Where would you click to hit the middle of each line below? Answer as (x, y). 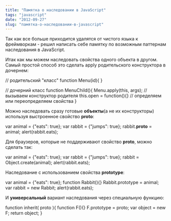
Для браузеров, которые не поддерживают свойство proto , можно (79, 142)
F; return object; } (24, 213)
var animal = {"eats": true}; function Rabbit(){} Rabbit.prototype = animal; (82, 183)
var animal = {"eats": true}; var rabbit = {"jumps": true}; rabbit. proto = (79, 126)
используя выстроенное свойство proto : (50, 117)
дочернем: (17, 71)
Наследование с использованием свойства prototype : (65, 172)
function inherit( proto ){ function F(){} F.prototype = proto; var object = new (86, 208)
